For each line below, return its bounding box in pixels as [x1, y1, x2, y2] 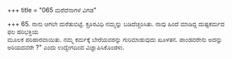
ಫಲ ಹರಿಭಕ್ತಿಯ [7, 28, 39, 35]
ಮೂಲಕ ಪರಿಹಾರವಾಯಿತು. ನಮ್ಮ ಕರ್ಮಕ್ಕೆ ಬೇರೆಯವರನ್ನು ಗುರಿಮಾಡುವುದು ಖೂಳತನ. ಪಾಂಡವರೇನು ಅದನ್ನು [7, 35, 223, 44]
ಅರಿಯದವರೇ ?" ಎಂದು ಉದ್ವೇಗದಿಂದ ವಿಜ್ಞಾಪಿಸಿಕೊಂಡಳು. [7, 43, 125, 51]
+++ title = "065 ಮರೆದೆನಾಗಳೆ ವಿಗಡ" [7, 6, 97, 14]
